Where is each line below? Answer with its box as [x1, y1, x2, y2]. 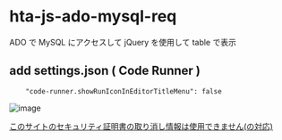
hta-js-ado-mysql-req [9, 6, 177, 27]
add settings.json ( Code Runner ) [9, 63, 201, 78]
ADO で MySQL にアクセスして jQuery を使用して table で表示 [9, 37, 237, 47]
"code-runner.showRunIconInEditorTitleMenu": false [25, 86, 222, 95]
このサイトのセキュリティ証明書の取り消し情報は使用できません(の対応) [9, 120, 273, 131]
